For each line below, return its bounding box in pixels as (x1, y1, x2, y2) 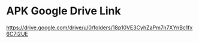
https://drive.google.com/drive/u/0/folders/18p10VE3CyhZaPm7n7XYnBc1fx (6, 24, 193, 31)
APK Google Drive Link (6, 4, 121, 18)
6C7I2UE (6, 30, 28, 37)
